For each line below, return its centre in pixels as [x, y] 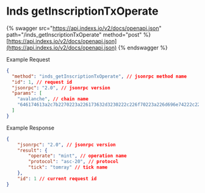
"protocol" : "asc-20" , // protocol [74, 162]
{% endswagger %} [143, 48]
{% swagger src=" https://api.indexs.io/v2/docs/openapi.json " [84, 28]
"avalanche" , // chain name [53, 99]
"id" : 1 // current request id [57, 178]
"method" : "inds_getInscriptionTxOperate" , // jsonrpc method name [99, 76]
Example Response [31, 128]
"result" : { [32, 150]
